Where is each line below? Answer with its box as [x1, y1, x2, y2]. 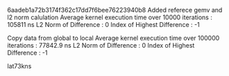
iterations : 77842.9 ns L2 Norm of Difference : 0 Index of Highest [7, 41, 195, 49]
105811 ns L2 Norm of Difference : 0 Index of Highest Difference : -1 [7, 21, 200, 28]
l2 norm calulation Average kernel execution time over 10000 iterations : [7, 13, 213, 21]
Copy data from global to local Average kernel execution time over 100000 [7, 34, 220, 42]
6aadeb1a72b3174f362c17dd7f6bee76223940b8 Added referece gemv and [7, 6, 223, 14]
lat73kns [7, 62, 32, 70]
